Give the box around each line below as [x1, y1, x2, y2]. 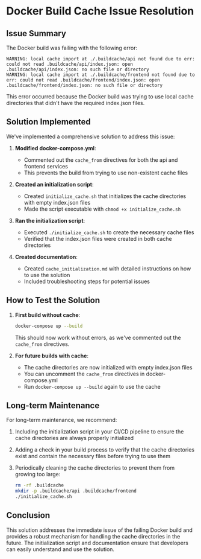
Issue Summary [6, 28, 66, 39]
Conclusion [6, 510, 51, 520]
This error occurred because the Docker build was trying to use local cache [6, 93, 194, 100]
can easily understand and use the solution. [6, 545, 115, 553]
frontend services [23, 162, 68, 170]
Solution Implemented [6, 117, 91, 127]
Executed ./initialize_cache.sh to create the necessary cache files [23, 228, 194, 236]
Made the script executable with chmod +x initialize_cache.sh [23, 205, 181, 212]
